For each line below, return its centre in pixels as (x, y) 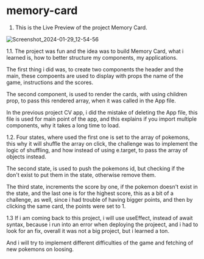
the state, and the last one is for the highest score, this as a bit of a (90, 193)
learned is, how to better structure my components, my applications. (92, 57)
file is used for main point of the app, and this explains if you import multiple (101, 119)
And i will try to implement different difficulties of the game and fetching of (100, 243)
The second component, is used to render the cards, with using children (97, 94)
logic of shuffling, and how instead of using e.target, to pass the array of (97, 150)
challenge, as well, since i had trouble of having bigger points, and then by (100, 199)
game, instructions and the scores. (50, 82)
